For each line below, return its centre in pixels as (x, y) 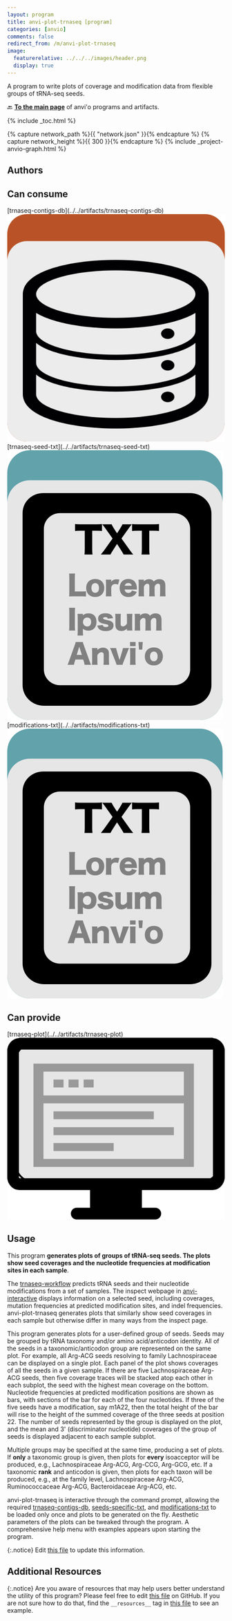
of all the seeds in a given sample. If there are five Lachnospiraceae (104, 1370)
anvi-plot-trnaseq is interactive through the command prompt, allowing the (113, 1499)
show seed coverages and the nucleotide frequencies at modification (109, 1263)
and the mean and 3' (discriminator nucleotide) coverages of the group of (112, 1429)
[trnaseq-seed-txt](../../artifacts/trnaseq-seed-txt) (79, 446)
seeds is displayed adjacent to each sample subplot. (82, 1436)
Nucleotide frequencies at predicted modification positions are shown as (110, 1392)
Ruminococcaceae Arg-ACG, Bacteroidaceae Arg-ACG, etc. (92, 1486)
